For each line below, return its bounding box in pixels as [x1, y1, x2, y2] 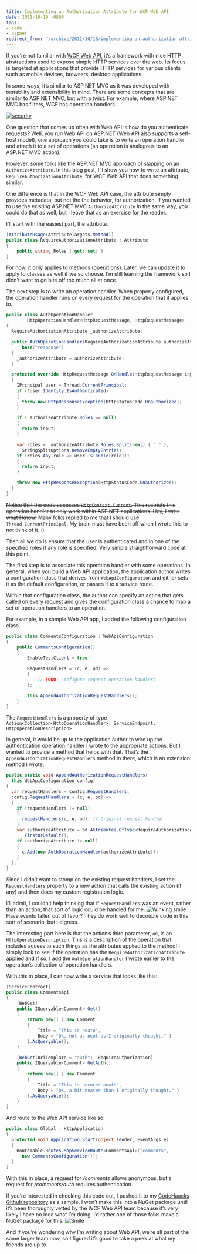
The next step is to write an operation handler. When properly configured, [6, 288, 184, 295]
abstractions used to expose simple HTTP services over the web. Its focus [6, 58, 186, 65]
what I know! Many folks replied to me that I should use [6, 514, 140, 521]
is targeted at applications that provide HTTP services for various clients [6, 65, 181, 71]
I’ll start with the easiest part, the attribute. [6, 220, 108, 227]
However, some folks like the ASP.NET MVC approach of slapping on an [6, 160, 180, 167]
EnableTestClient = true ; [27, 655, 91, 661]
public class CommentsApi [6, 989, 69, 995]
